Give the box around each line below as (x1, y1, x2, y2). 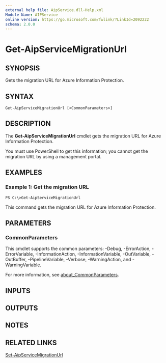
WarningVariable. (5, 262, 42, 268)
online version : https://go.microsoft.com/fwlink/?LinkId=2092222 (5, 17, 149, 22)
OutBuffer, (5, 257, 27, 263)
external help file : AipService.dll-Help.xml (5, 7, 103, 13)
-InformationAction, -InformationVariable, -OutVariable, (35, 251, 151, 257)
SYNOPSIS (5, 64, 40, 72)
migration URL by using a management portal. (5, 153, 102, 159)
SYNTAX (5, 92, 34, 101)
